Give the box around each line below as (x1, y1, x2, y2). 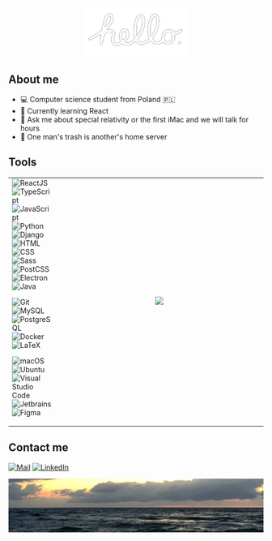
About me (8, 72, 59, 86)
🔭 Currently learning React (19, 105, 109, 115)
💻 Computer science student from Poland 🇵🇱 (19, 94, 176, 104)
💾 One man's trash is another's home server (19, 131, 168, 141)
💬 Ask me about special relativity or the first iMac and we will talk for (19, 114, 249, 124)
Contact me (8, 440, 69, 455)
